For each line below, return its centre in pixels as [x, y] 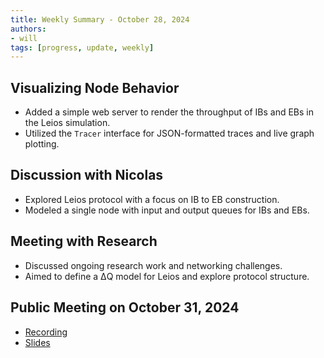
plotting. [42, 144]
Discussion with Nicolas [87, 175]
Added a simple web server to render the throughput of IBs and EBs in [169, 112]
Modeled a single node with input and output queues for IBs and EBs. [167, 210]
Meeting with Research [84, 241]
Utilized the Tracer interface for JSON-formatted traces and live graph [169, 133]
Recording [46, 332]
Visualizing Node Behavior [95, 87]
